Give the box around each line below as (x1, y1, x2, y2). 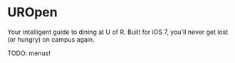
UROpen (7, 4, 58, 21)
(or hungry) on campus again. (7, 35, 95, 43)
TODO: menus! (7, 49, 51, 57)
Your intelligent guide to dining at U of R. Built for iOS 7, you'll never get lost (7, 28, 229, 36)
